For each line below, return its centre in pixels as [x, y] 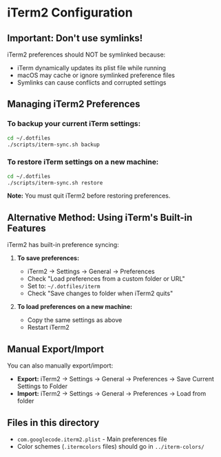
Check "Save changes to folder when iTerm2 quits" [100, 293]
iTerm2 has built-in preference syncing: [63, 245]
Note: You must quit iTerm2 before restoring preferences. [89, 196]
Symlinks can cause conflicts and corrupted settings [92, 83]
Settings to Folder [42, 386]
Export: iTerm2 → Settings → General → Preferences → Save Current [116, 379]
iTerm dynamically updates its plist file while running [92, 68]
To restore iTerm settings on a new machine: [83, 162]
